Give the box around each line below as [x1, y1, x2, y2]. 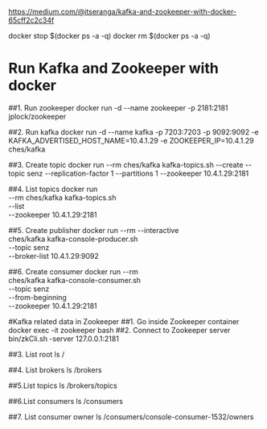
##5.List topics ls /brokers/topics [8, 381, 118, 390]
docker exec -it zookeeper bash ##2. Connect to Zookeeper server [8, 325, 231, 335]
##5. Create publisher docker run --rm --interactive [8, 225, 179, 235]
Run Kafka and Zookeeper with [8, 60, 219, 77]
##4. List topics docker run [8, 184, 98, 194]
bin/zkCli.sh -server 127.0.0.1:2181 [8, 334, 119, 344]
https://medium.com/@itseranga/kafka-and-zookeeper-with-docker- [8, 7, 237, 16]
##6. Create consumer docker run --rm [8, 266, 138, 277]
